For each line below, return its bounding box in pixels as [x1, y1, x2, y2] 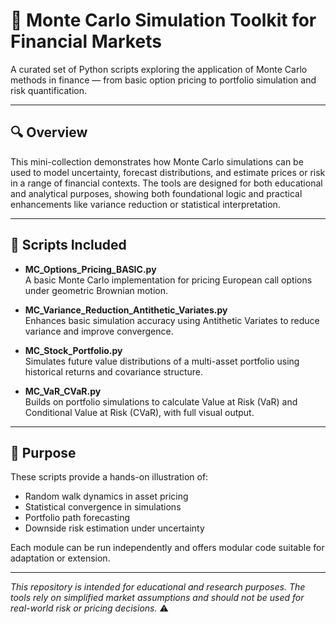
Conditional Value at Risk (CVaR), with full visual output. [24, 406, 255, 418]
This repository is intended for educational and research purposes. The [10, 581, 306, 593]
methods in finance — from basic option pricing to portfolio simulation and [10, 74, 317, 86]
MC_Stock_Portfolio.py [24, 344, 123, 356]
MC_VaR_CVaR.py [24, 385, 102, 397]
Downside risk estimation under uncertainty [24, 522, 205, 534]
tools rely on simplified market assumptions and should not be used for [10, 592, 305, 604]
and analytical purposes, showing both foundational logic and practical [10, 187, 303, 199]
